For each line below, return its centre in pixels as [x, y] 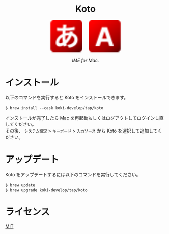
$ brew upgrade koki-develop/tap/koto [46, 190]
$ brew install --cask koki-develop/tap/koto [54, 108]
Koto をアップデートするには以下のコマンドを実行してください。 [73, 174]
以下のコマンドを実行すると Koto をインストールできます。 [67, 97]
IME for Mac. [86, 60]
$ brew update [20, 185]
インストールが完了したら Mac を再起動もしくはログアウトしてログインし [82, 118]
